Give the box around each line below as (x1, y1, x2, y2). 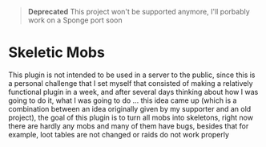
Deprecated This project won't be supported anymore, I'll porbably (27, 7, 250, 16)
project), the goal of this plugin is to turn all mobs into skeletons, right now (8, 112, 254, 122)
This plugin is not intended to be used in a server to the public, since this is (8, 70, 256, 80)
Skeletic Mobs (8, 43, 106, 62)
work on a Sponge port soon (27, 15, 123, 25)
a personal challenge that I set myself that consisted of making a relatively (8, 78, 254, 88)
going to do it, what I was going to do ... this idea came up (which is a (8, 96, 237, 105)
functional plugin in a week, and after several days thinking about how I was (8, 87, 259, 96)
